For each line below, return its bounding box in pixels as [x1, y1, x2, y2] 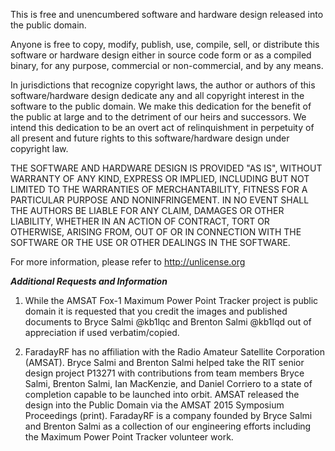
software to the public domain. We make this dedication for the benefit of [10, 100, 312, 112]
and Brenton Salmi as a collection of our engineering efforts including [24, 420, 312, 432]
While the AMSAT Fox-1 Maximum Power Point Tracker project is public [24, 295, 319, 306]
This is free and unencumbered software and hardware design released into [10, 9, 324, 20]
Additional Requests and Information [10, 275, 168, 287]
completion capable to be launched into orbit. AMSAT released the [24, 389, 300, 400]
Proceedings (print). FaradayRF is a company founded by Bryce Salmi [24, 410, 313, 421]
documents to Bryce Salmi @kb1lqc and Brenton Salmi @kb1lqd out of [24, 316, 312, 328]
